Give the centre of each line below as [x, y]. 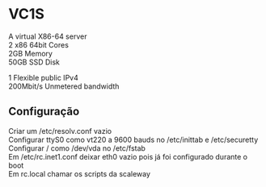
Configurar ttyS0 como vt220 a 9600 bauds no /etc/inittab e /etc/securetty [133, 139]
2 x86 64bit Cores [38, 44]
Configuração [44, 112]
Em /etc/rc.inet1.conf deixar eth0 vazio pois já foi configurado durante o [128, 156]
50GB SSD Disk [34, 62]
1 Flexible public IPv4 [43, 77]
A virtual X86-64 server [48, 36]
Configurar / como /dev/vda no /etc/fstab [77, 148]
